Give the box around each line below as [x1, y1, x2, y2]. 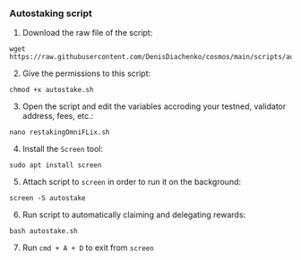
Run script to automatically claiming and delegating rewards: [21, 209, 246, 221]
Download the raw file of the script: [21, 28, 153, 38]
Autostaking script [9, 7, 92, 20]
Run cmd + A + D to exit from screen [21, 242, 154, 253]
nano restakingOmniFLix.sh [9, 128, 110, 137]
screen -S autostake [9, 194, 87, 203]
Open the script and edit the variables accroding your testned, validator [21, 101, 287, 112]
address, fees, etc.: [21, 111, 94, 122]
